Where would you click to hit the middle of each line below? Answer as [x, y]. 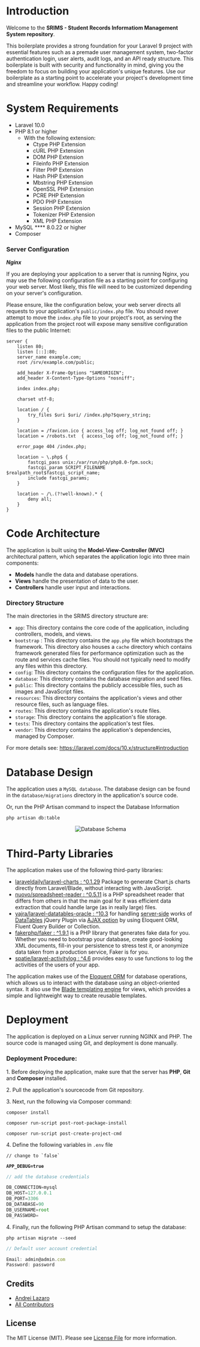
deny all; [40, 499]
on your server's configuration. [44, 293]
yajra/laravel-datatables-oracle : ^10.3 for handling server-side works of [104, 914]
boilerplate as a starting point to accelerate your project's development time [100, 78]
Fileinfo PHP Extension [61, 163]
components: [22, 563]
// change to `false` [33, 1156]
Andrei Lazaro [32, 1298]
